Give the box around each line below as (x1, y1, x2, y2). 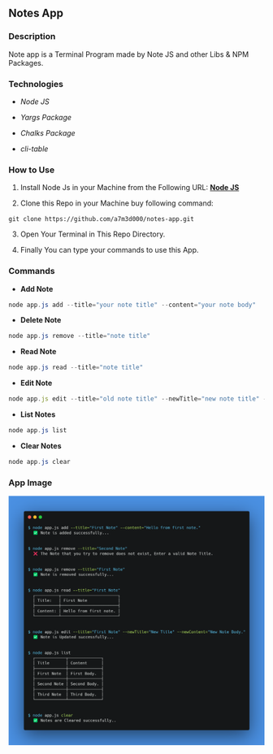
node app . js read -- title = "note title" (8, 363, 144, 372)
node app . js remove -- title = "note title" (8, 332, 151, 340)
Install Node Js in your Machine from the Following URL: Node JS (19, 183, 240, 193)
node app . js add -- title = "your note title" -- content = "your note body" (8, 301, 256, 309)
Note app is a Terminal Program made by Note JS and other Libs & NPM (8, 49, 249, 59)
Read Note (19, 347, 57, 357)
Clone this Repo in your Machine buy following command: (19, 198, 214, 208)
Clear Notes (19, 440, 62, 450)
